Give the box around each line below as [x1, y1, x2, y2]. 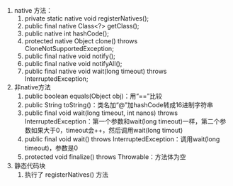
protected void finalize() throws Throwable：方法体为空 [24, 153, 186, 161]
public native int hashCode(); [24, 29, 110, 38]
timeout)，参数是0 [24, 144, 79, 152]
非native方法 [13, 83, 51, 91]
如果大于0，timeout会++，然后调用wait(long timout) [30, 126, 183, 134]
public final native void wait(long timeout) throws [24, 67, 168, 75]
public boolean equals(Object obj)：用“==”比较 [24, 92, 163, 100]
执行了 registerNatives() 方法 [24, 170, 108, 179]
